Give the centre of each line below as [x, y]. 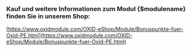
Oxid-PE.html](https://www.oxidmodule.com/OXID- [70, 36]
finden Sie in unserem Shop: [48, 16]
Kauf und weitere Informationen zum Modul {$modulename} [96, 9]
